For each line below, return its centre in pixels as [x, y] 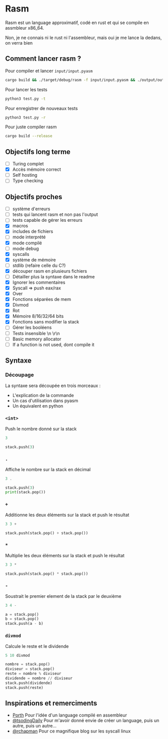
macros [20, 226]
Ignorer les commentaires [39, 282]
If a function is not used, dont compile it [53, 344]
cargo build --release [29, 136]
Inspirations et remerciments [51, 703]
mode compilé [27, 243]
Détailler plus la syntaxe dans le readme [53, 276]
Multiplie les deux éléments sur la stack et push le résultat [65, 555]
